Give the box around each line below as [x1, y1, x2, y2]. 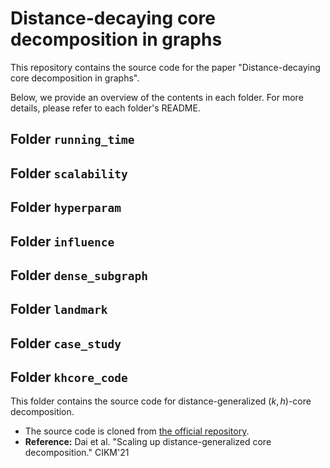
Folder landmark [10, 301, 108, 318]
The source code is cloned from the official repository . [24, 425, 250, 437]
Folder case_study [10, 335, 122, 352]
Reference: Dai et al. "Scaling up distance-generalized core [24, 436, 272, 448]
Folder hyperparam [10, 199, 122, 216]
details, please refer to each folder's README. [10, 102, 201, 114]
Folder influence [10, 233, 115, 250]
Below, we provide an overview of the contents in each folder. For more [10, 91, 304, 103]
